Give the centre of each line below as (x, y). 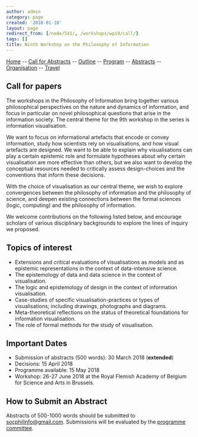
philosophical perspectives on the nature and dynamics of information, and (98, 106)
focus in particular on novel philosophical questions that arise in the (88, 113)
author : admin (24, 12)
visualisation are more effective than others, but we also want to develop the (99, 162)
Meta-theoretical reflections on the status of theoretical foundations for (101, 312)
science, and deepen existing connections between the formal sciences (94, 199)
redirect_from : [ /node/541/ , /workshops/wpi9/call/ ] (72, 34)
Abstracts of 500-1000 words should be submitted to (71, 416)
